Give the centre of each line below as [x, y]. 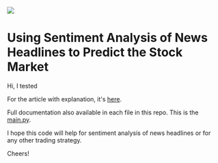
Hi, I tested [22, 86]
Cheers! [18, 153]
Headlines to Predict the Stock [95, 52]
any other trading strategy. [44, 140]
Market [28, 67]
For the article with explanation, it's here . [64, 99]
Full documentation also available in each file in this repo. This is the [103, 112]
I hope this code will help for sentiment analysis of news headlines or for [109, 133]
